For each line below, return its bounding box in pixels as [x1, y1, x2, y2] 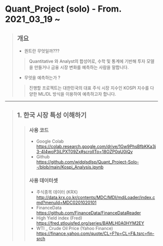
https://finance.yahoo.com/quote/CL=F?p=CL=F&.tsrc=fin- [36, 230, 155, 236]
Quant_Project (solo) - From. [5, 3, 122, 15]
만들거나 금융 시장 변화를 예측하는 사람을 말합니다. [34, 65, 129, 70]
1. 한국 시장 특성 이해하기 [16, 111, 87, 119]
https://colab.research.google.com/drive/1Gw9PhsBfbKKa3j [36, 143, 156, 149]
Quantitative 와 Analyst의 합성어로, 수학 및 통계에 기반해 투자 [29, 58, 146, 64]
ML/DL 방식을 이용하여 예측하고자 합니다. [38, 91, 116, 97]
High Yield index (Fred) [36, 215, 82, 221]
